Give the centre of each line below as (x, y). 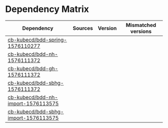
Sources (83, 28)
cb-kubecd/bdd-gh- (33, 68)
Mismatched (141, 25)
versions (141, 31)
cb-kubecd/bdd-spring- (37, 39)
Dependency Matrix (47, 9)
